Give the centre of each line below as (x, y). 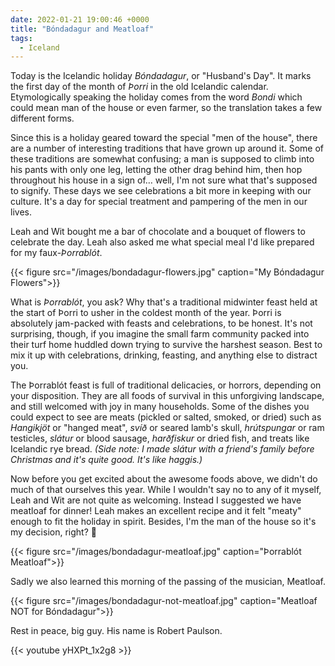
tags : (21, 38)
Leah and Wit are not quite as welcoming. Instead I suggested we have (156, 500)
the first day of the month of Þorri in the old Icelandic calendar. (139, 87)
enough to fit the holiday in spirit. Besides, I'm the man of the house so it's (163, 522)
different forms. (42, 118)
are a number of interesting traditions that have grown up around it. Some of (167, 148)
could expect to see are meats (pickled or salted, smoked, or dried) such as (166, 417)
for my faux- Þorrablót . (56, 253)
